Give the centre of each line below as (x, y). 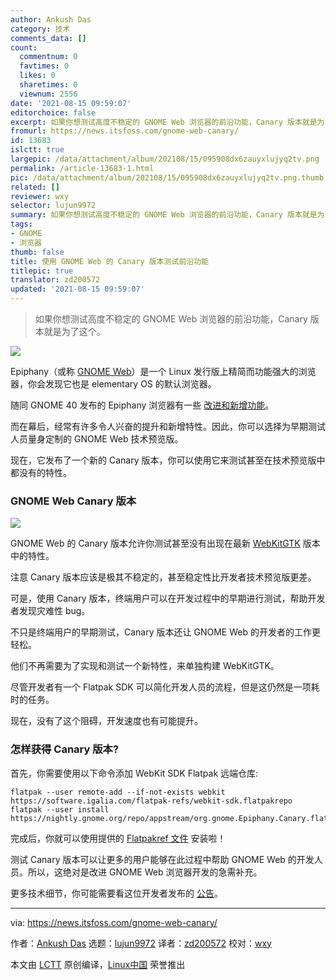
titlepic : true (42, 271)
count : (24, 47)
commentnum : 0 (48, 57)
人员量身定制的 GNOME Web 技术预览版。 (97, 439)
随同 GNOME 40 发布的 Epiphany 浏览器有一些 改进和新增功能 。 (142, 405)
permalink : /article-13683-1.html (82, 168)
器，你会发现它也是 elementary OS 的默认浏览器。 (113, 384)
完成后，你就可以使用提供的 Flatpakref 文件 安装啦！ (118, 838)
